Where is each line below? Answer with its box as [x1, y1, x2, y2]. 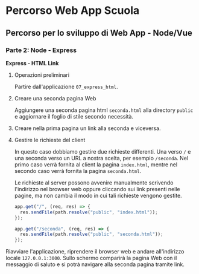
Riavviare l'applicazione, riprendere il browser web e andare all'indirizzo [5, 248, 185, 255]
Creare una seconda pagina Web [14, 94, 96, 102]
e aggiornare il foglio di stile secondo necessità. [14, 113, 134, 120]
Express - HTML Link [5, 59, 59, 67]
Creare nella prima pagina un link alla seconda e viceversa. [14, 125, 161, 132]
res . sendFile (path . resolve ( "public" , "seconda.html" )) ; [20, 231, 163, 238]
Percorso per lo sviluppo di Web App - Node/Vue [5, 28, 192, 38]
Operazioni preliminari [14, 71, 70, 79]
